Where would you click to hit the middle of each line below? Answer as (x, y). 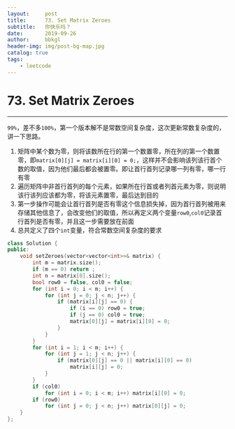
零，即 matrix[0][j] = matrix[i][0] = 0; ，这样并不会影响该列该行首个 (120, 160)
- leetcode (36, 66)
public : (19, 250)
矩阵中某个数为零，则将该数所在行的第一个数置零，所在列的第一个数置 (119, 151)
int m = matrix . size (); (67, 263)
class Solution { (33, 243)
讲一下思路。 (26, 136)
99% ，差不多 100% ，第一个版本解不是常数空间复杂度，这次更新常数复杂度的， (116, 128)
